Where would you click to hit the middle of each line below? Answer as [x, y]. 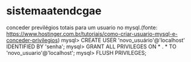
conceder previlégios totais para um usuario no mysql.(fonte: [82, 27]
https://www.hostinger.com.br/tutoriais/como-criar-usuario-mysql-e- [92, 33]
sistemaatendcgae [54, 11]
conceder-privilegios [32, 40]
